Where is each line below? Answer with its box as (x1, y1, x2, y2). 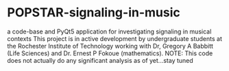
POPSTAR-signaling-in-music (7, 5, 180, 20)
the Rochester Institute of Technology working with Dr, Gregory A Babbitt (7, 42, 214, 50)
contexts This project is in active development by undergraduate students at (7, 34, 223, 42)
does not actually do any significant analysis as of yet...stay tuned (7, 56, 193, 64)
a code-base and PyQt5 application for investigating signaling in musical (7, 27, 212, 35)
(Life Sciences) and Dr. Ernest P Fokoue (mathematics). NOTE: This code (7, 49, 213, 57)
